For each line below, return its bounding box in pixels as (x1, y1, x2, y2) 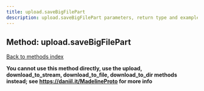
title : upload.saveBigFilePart (6, 8, 86, 15)
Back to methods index (6, 53, 64, 61)
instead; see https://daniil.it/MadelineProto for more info (6, 78, 153, 85)
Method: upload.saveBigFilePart (6, 37, 132, 47)
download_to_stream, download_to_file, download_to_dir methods (6, 71, 177, 79)
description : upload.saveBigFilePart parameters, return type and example (6, 15, 200, 21)
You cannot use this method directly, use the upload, (6, 65, 143, 72)
